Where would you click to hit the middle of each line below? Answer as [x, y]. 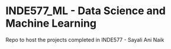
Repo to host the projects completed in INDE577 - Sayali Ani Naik [85, 40]
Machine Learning [51, 23]
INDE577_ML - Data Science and [86, 11]
